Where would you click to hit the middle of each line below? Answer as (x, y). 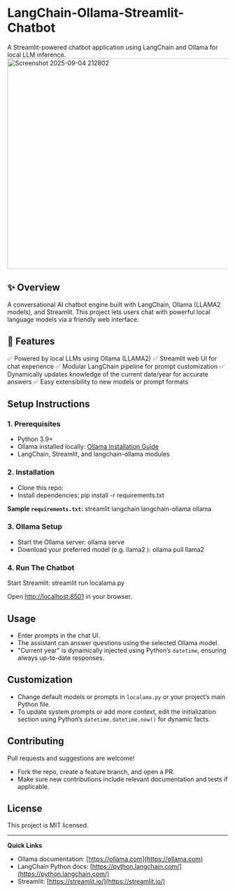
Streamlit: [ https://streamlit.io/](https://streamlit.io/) (91, 881)
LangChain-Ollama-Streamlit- (95, 13)
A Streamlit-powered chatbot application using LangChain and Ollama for (113, 47)
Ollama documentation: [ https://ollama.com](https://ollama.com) (110, 859)
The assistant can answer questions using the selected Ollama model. (118, 642)
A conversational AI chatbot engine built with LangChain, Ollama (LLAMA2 (114, 304)
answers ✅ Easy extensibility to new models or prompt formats (98, 381)
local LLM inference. (37, 55)
